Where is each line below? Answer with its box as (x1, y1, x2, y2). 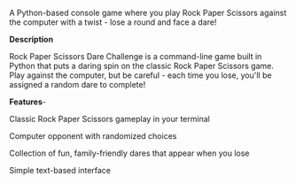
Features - (9, 96, 47, 107)
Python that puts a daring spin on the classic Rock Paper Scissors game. (9, 61, 275, 71)
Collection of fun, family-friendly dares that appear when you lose (9, 148, 250, 158)
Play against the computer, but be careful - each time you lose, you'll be (9, 70, 272, 80)
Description (9, 34, 54, 44)
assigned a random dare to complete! (9, 80, 146, 89)
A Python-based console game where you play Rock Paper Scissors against (9, 8, 287, 18)
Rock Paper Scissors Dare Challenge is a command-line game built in (9, 51, 262, 61)
